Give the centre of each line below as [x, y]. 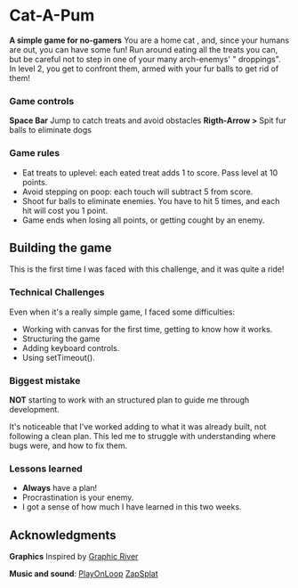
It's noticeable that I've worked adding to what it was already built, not [138, 426]
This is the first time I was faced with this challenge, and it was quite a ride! [147, 269]
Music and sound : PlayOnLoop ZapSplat [84, 574]
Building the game [61, 247]
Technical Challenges [57, 292]
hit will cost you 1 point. [65, 210]
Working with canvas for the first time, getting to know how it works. [147, 329]
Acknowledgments [63, 535]
